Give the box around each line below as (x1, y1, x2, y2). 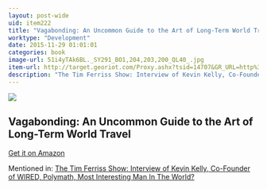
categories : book (8, 48, 66, 56)
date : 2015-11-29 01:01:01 (8, 41, 98, 49)
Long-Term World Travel (8, 128, 131, 141)
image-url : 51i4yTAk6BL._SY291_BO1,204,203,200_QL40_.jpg (8, 56, 204, 64)
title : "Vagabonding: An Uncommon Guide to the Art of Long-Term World (8, 26, 250, 34)
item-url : (8, 64, 41, 71)
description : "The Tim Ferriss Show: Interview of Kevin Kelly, (8, 71, 226, 79)
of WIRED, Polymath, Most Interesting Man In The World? (8, 172, 195, 182)
